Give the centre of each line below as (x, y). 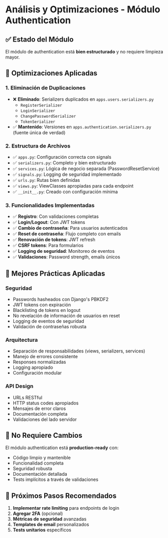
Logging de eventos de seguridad (49, 321)
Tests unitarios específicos (42, 530)
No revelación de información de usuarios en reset (66, 316)
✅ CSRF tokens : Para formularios (48, 246)
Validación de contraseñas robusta (50, 326)
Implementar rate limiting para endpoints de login (66, 508)
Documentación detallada (40, 474)
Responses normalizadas (39, 362)
